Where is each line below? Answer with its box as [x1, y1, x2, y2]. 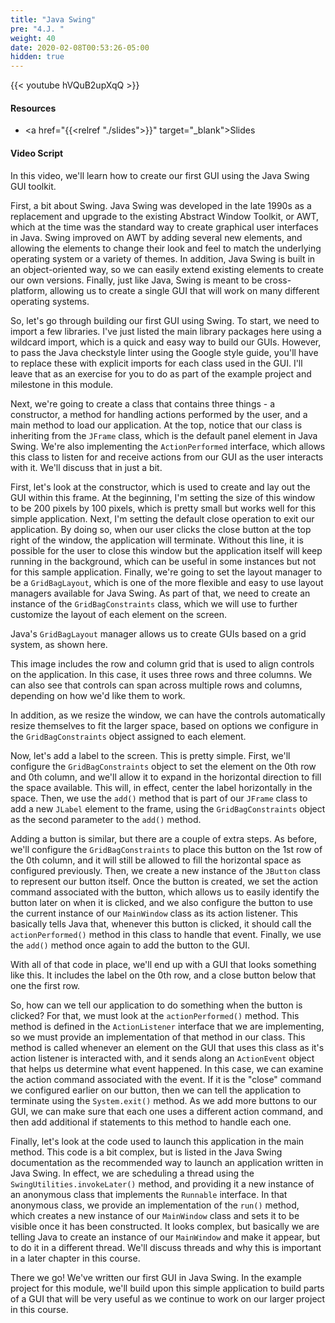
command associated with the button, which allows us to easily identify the [10, 886, 320, 898]
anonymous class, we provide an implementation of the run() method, [10, 1199, 300, 1211]
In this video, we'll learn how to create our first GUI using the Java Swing [10, 169, 310, 181]
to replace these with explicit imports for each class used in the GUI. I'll [10, 357, 303, 369]
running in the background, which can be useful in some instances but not [10, 555, 317, 567]
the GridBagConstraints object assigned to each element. [10, 730, 247, 742]
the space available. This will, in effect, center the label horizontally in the [10, 781, 313, 793]
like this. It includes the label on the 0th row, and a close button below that [10, 969, 317, 981]
